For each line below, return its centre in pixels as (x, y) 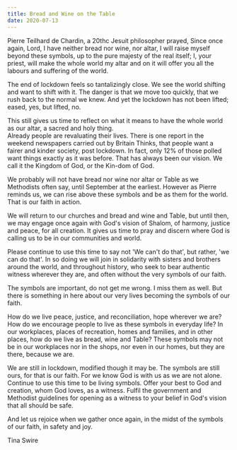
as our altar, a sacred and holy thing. (60, 128)
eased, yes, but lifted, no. (44, 107)
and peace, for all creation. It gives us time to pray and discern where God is (118, 230)
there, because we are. (41, 354)
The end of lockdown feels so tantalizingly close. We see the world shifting (116, 84)
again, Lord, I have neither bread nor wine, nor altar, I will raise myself (109, 48)
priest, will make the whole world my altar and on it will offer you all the (111, 63)
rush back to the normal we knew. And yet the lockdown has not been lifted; (118, 99)
